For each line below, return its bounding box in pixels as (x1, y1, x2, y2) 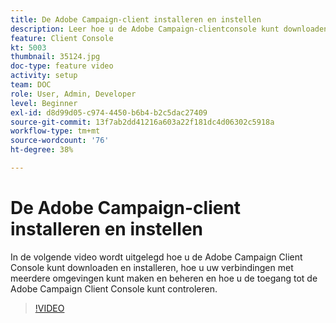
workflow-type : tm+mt (10, 126, 101, 136)
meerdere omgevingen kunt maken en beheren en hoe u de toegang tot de (10, 272, 318, 284)
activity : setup (10, 71, 78, 81)
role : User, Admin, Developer (10, 89, 137, 99)
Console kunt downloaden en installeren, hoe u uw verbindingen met (10, 261, 294, 273)
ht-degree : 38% (10, 145, 74, 155)
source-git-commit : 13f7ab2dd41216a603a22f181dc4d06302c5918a (10, 117, 275, 127)
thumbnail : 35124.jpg (10, 52, 101, 62)
